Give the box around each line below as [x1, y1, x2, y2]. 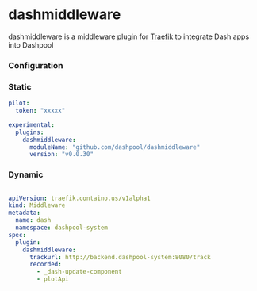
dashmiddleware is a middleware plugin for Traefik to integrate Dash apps [8, 32, 250, 41]
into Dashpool [8, 40, 54, 49]
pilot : [8, 99, 30, 108]
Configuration [8, 59, 63, 71]
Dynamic [8, 169, 44, 180]
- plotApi [36, 275, 69, 283]
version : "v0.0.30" [29, 151, 94, 159]
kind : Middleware [8, 201, 66, 209]
